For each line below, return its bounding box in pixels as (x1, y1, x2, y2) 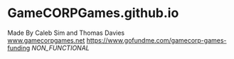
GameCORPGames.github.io (7, 5, 179, 21)
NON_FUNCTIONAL (31, 43, 90, 52)
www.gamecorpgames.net (7, 36, 85, 44)
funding (7, 43, 31, 52)
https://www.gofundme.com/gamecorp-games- (86, 36, 227, 44)
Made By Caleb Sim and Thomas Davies (7, 28, 125, 37)
